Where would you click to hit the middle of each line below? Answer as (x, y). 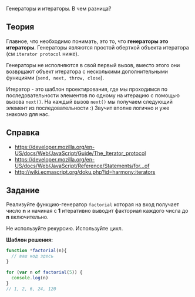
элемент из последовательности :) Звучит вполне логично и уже (88, 108)
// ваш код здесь (33, 256)
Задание (23, 191)
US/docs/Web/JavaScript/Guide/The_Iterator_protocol (80, 153)
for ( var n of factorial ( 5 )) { (44, 273)
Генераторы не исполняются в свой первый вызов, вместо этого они (93, 65)
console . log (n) (30, 278)
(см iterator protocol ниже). (43, 54)
